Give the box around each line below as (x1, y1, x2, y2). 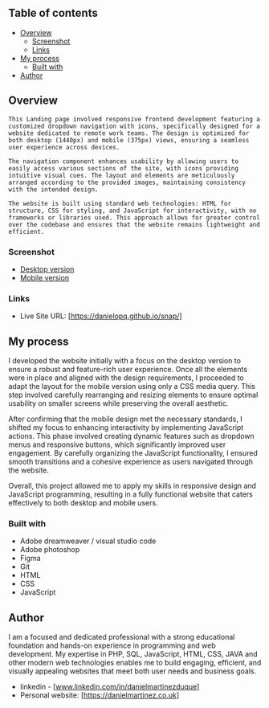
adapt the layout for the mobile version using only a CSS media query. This (8, 382, 255, 391)
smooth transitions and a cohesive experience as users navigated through (8, 457, 254, 467)
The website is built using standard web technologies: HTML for (8, 199, 231, 207)
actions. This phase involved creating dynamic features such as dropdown (8, 432, 255, 441)
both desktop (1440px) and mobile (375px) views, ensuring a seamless (8, 136, 250, 144)
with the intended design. (8, 185, 99, 194)
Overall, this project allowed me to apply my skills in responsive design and (8, 481, 257, 491)
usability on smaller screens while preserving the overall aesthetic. (8, 399, 229, 408)
